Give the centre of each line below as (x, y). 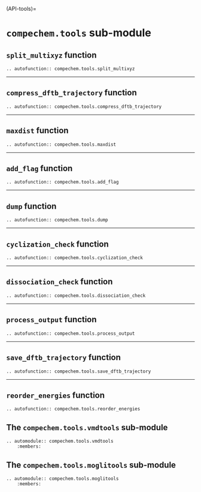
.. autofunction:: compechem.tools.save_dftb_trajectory (79, 371)
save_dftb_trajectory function (64, 357)
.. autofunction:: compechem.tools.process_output (71, 333)
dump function (31, 206)
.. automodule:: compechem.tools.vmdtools (60, 441)
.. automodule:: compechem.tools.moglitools (63, 478)
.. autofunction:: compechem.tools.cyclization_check (75, 258)
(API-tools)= (22, 9)
